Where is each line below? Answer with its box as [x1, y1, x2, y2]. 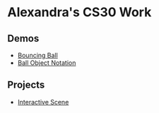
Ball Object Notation [17, 59, 76, 67]
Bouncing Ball [17, 51, 58, 59]
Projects [7, 79, 45, 91]
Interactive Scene [17, 97, 69, 106]
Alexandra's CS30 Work [7, 4, 152, 20]
